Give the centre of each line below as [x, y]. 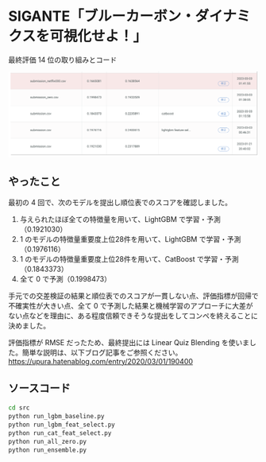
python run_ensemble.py [48, 450]
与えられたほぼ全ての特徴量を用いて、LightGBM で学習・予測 [120, 219]
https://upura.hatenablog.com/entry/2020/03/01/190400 [100, 361]
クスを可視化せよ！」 [78, 36]
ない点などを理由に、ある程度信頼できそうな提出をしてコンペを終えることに [133, 316]
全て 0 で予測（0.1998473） [65, 278]
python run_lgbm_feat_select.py [62, 425]
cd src [19, 408]
